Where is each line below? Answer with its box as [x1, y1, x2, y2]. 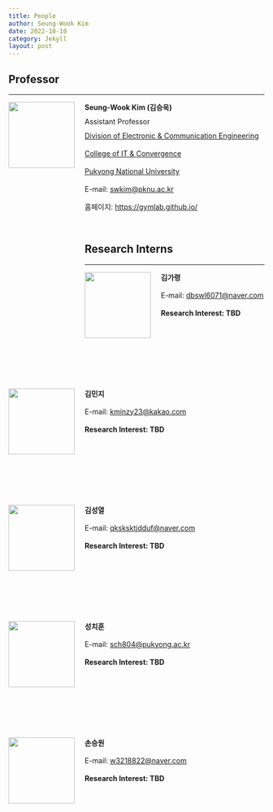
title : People [8, 11, 57, 20]
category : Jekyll [8, 34, 67, 43]
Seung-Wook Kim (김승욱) [84, 102, 172, 112]
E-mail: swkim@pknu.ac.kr [84, 184, 175, 193]
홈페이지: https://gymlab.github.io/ [84, 202, 198, 211]
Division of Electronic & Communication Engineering [84, 131, 259, 141]
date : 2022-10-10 [8, 27, 67, 35]
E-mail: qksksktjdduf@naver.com [84, 523, 196, 532]
